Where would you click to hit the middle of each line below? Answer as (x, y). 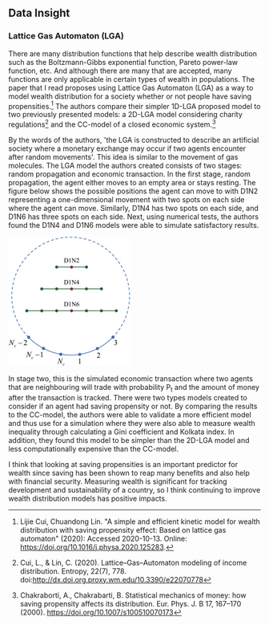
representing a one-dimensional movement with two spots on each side (126, 199)
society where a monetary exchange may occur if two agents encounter (127, 148)
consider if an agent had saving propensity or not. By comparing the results (133, 406)
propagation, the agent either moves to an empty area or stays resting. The (132, 183)
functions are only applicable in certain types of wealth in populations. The (132, 79)
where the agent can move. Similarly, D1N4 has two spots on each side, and (133, 208)
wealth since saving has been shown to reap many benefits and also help (129, 473)
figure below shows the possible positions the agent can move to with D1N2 (133, 191)
